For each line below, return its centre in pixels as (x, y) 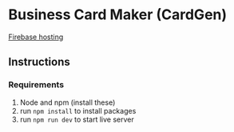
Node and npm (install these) (67, 102)
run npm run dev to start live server (77, 119)
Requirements (36, 85)
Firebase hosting (36, 37)
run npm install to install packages (78, 110)
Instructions (39, 62)
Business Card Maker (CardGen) (118, 15)
